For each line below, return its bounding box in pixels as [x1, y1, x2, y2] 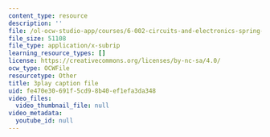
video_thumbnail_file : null [15, 102, 110, 110]
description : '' [8, 19, 63, 27]
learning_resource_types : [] [8, 49, 106, 57]
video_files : [8, 94, 52, 102]
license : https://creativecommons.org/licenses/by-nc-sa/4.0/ [8, 57, 221, 65]
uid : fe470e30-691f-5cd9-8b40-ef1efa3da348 [8, 86, 157, 95]
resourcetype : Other [8, 72, 78, 80]
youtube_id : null [15, 117, 74, 125]
